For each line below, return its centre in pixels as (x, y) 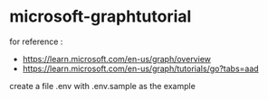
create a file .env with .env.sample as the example (103, 86)
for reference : (36, 41)
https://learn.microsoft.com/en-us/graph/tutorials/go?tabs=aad (141, 68)
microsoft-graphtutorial (100, 17)
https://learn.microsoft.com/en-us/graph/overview (116, 59)
